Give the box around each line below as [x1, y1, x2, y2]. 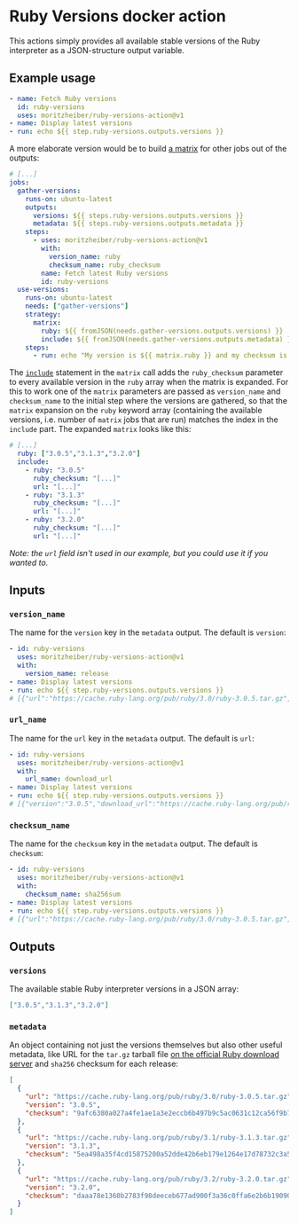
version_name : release [25, 670, 109, 679]
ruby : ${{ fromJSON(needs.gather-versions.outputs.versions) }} [41, 326, 284, 335]
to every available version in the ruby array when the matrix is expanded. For [9, 377, 289, 388]
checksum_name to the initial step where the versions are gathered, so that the [9, 396, 288, 406]
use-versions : [17, 286, 69, 294]
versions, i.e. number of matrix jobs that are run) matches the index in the [9, 414, 278, 425]
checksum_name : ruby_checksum [48, 260, 161, 270]
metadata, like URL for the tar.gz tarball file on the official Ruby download [9, 1049, 279, 1060]
